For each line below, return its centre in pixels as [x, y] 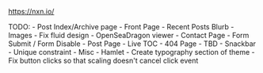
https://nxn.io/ [31, 12]
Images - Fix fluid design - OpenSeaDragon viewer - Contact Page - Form [129, 35]
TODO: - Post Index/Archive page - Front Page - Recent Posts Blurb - [121, 27]
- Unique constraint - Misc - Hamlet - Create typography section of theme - [131, 52]
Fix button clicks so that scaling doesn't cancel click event [103, 60]
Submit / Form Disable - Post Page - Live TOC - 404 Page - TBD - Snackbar [132, 44]
